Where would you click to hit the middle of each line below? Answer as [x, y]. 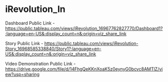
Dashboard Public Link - [30, 23]
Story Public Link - [24, 43]
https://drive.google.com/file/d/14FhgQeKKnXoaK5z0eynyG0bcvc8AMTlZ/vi [84, 69]
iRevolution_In [35, 9]
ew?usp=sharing [22, 74]
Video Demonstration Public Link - [40, 63]
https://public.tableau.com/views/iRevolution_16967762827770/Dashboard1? [84, 28]
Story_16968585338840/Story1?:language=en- [53, 48]
